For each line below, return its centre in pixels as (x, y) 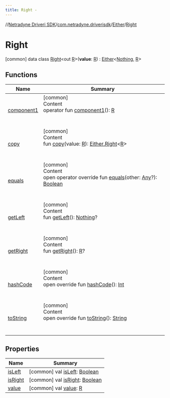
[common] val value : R (56, 388)
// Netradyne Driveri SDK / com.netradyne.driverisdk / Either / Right (71, 24)
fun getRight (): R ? (64, 251)
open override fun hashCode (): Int (83, 284)
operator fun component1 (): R (79, 111)
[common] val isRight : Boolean (66, 380)
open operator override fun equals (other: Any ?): (100, 177)
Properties (22, 349)
